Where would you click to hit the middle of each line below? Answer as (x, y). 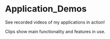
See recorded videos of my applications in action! (55, 22)
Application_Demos (46, 9)
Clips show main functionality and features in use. (55, 31)
